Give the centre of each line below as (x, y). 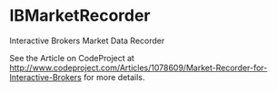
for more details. (114, 77)
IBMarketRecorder (80, 16)
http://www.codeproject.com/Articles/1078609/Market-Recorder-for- (138, 68)
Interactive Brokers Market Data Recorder (87, 41)
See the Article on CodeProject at (72, 58)
